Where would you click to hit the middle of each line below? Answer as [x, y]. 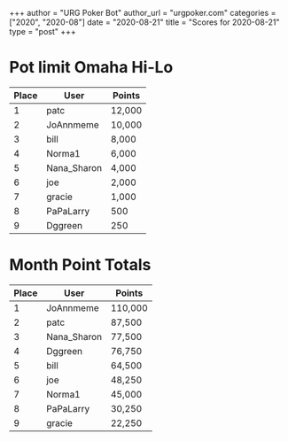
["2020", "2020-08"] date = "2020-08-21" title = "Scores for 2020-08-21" [144, 22]
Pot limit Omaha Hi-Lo [91, 68]
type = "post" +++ [43, 31]
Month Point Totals [80, 265]
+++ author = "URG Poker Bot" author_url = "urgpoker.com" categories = [143, 13]
